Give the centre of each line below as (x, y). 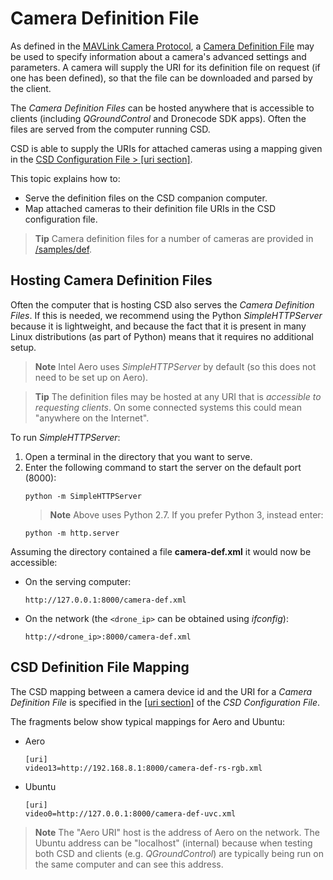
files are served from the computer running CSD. (110, 129)
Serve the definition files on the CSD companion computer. (146, 198)
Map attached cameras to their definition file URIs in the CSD (150, 208)
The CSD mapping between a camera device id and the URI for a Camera (161, 691)
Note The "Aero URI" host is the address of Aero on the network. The (177, 832)
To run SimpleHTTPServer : (65, 437)
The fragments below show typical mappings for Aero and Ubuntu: (148, 721)
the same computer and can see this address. (129, 864)
